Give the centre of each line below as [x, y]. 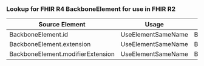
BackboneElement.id [39, 35]
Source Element [62, 25]
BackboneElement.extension [50, 44]
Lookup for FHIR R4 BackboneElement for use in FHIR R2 [91, 9]
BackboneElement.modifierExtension [62, 54]
